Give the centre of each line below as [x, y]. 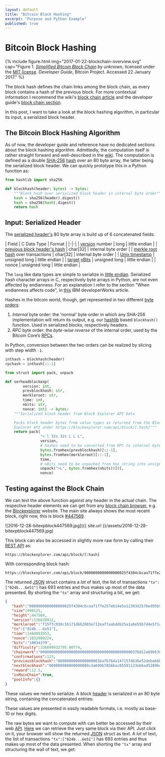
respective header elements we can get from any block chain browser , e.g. [81, 505]
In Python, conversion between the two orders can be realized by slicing [78, 345]
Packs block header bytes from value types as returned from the [82, 423]
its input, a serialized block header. [40, 117]
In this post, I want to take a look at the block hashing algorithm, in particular [82, 112]
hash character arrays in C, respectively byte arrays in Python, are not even [82, 280]
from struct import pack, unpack [39, 373]
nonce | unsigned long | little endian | [43, 265]
